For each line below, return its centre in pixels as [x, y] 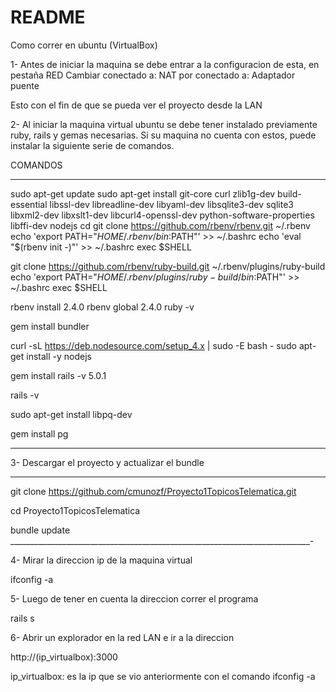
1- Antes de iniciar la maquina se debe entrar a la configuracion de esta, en [165, 64]
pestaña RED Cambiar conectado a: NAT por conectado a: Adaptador [153, 75]
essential [29, 204]
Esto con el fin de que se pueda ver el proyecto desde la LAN [136, 105]
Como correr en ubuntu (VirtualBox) [84, 45]
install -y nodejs [59, 356]
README [48, 17]
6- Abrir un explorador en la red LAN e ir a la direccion [122, 637]
